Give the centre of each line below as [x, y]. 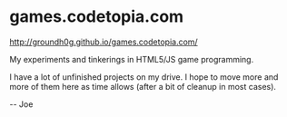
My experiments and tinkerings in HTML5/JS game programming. [132, 59]
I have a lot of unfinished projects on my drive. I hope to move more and [144, 77]
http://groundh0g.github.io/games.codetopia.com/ [104, 42]
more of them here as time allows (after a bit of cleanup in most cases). [143, 86]
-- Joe [21, 104]
